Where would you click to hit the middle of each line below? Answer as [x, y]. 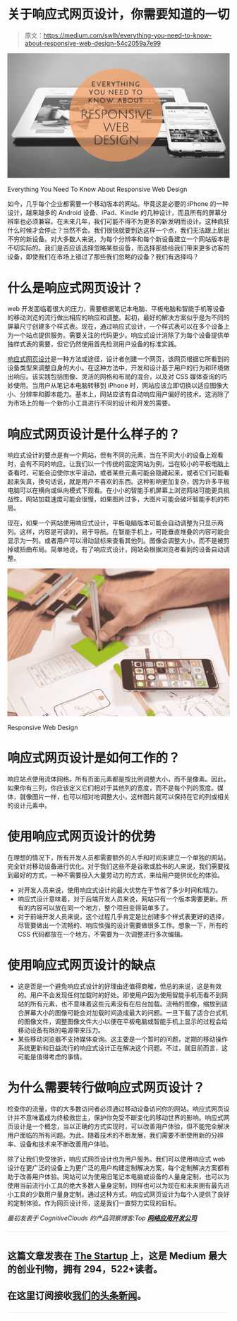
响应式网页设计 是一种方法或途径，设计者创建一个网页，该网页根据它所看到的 [119, 359]
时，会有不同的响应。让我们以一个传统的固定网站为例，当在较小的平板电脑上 [119, 464]
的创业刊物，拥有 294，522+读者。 [85, 1269]
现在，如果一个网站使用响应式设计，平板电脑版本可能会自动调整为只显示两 [115, 523]
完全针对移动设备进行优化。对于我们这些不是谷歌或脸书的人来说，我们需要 [115, 866]
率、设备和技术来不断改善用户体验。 [60, 1144]
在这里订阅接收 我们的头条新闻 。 [77, 1295]
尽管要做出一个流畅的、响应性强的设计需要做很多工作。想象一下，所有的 [122, 925]
